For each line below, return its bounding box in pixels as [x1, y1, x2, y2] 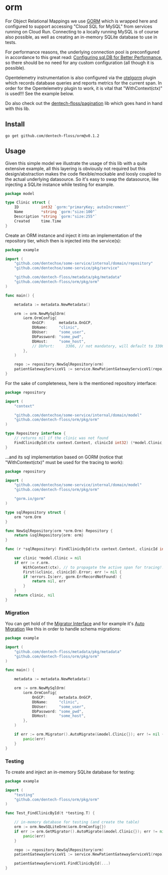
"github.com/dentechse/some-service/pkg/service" [14, 265, 120, 271]
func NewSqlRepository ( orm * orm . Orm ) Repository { [5, 528, 113, 533]
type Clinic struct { [5, 200, 50, 205]
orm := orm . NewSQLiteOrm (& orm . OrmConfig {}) [14, 824, 106, 829]
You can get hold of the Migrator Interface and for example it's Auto [5, 620, 145, 626]
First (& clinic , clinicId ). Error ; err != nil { [23, 569, 122, 574]
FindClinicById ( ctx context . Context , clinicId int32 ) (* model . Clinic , [14, 440, 164, 445]
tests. [5, 39, 16, 45]
